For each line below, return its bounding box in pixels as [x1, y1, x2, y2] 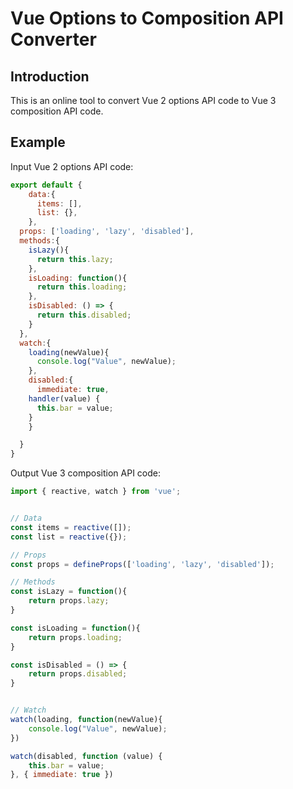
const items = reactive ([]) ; [10, 522, 132, 532]
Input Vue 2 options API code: [10, 160, 134, 172]
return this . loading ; [36, 282, 128, 292]
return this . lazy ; [36, 254, 114, 264]
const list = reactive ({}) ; [10, 532, 128, 542]
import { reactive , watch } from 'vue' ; [10, 487, 182, 497]
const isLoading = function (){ [10, 623, 141, 633]
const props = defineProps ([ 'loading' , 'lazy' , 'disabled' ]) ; [10, 559, 275, 569]
